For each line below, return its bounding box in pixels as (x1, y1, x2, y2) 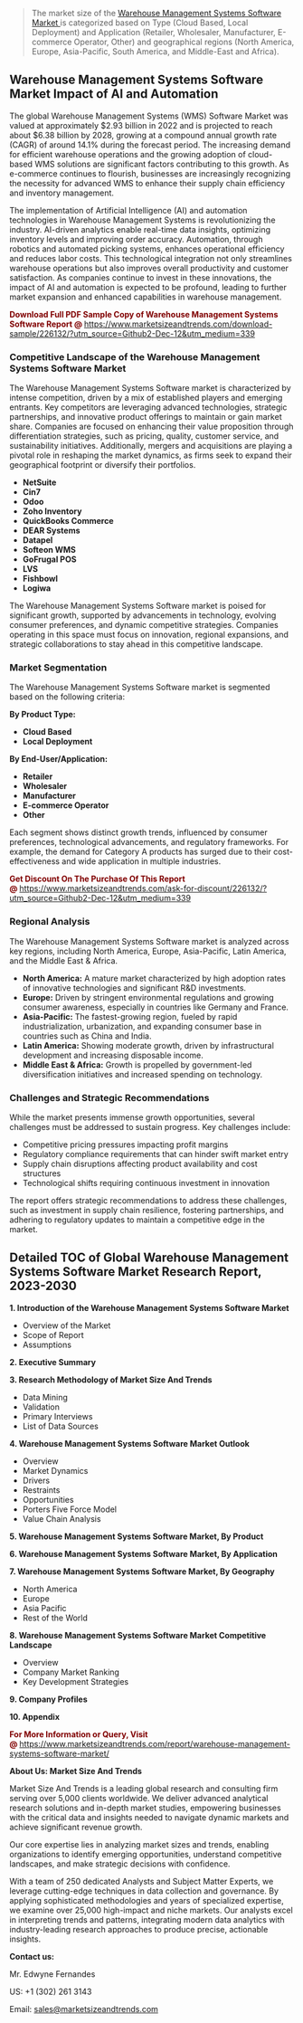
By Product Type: (9, 709, 76, 720)
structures (22, 1168, 62, 1179)
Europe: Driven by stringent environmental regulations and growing (22, 992, 274, 1002)
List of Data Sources (22, 1420, 99, 1431)
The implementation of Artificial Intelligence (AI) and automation (9, 204, 248, 215)
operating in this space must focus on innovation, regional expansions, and (9, 629, 289, 641)
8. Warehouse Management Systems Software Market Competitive (9, 1629, 267, 1640)
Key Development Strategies (22, 1676, 129, 1686)
